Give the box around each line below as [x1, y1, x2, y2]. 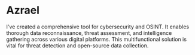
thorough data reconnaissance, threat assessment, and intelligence [6, 29, 172, 36]
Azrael [6, 4, 40, 17]
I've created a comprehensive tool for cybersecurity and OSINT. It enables [6, 23, 190, 30]
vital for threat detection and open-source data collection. [6, 42, 149, 49]
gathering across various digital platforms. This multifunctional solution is [6, 35, 187, 43]
